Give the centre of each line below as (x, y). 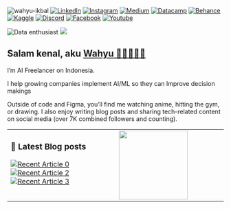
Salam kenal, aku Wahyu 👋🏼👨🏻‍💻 (76, 54)
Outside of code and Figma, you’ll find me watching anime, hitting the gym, (113, 104)
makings (19, 91)
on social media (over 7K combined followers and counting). (92, 119)
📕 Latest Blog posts (48, 147)
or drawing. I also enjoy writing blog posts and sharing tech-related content (114, 111)
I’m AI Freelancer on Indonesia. (51, 70)
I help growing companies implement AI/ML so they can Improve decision (111, 83)
